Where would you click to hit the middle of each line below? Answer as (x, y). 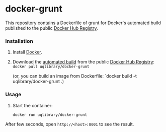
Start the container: (32, 105)
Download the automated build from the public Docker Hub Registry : (84, 62)
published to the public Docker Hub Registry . (52, 28)
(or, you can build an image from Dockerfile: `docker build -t (75, 76)
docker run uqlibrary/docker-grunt (50, 115)
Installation (19, 41)
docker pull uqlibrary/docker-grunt (51, 67)
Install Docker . (27, 52)
